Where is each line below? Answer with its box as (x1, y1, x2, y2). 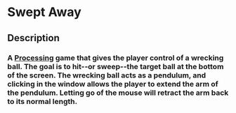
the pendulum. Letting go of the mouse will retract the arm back (7, 88, 229, 98)
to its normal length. (7, 96, 78, 106)
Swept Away (7, 4, 82, 20)
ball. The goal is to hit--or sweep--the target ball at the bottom (7, 61, 224, 71)
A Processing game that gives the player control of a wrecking (7, 53, 224, 63)
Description (7, 32, 60, 44)
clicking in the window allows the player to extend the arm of (7, 79, 219, 89)
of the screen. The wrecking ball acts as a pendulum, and (7, 70, 206, 80)
